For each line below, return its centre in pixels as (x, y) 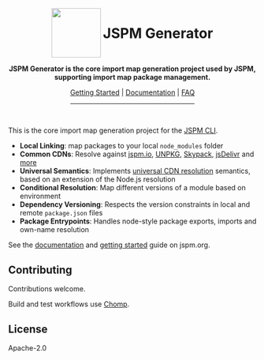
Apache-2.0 (28, 347)
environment (40, 196)
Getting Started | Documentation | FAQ (132, 92)
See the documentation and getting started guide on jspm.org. (109, 245)
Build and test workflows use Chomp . (69, 304)
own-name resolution (54, 230)
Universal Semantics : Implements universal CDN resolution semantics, (135, 171)
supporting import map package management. (132, 77)
